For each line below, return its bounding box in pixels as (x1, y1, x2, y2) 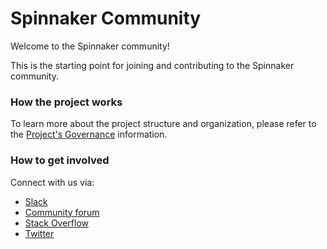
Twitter (24, 227, 55, 239)
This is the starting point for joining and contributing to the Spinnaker (10, 59, 295, 71)
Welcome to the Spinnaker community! (10, 40, 170, 52)
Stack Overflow (24, 217, 90, 229)
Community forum (24, 206, 100, 218)
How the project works (10, 95, 123, 109)
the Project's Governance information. (10, 128, 168, 141)
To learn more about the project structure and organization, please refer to (10, 118, 317, 130)
